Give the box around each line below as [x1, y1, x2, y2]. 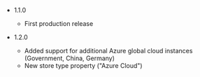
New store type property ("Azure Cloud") [24, 62, 143, 69]
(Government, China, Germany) [24, 54, 115, 62]
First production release [24, 20, 94, 27]
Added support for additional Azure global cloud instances [24, 47, 193, 55]
